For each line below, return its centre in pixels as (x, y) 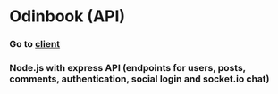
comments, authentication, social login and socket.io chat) (139, 79)
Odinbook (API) (67, 16)
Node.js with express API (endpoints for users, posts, (127, 68)
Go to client (35, 44)
